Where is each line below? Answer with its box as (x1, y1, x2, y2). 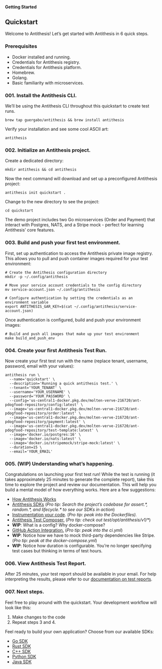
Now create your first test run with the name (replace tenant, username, (5, 358, 148, 364)
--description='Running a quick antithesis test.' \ (9, 381, 118, 386)
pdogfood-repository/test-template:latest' (5, 428, 94, 433)
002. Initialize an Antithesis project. (5, 146, 91, 153)
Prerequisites (5, 43, 37, 50)
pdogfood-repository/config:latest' (5, 402, 79, 407)
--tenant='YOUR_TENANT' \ (9, 385, 62, 390)
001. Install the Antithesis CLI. (5, 92, 77, 99)
